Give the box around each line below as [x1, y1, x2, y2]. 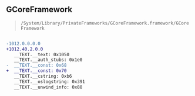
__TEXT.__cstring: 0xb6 [14, 73, 72, 80]
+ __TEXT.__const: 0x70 [6, 68, 67, 74]
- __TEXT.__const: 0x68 [6, 63, 67, 68]
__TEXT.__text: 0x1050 [14, 52, 69, 57]
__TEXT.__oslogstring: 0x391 [14, 78, 85, 84]
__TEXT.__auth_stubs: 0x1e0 [14, 57, 83, 63]
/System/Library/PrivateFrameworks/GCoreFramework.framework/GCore [20, 20, 189, 26]
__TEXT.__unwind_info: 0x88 [14, 84, 83, 90]
